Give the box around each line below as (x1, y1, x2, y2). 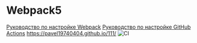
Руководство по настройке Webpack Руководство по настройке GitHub (6, 23, 192, 30)
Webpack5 (6, 4, 62, 17)
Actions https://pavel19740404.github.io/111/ (6, 29, 117, 36)
